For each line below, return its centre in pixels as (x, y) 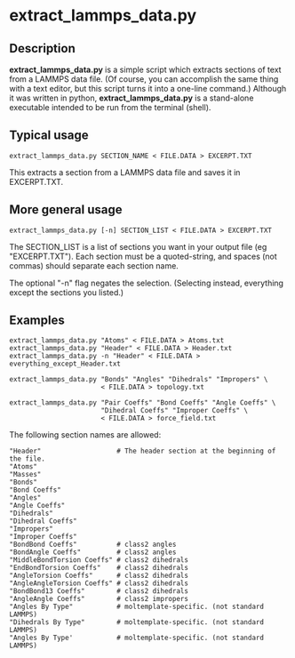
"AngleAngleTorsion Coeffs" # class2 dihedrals (99, 583)
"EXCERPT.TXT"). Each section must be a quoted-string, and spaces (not (143, 256)
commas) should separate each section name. (94, 265)
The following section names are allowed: (85, 435)
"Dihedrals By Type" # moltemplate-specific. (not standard (137, 622)
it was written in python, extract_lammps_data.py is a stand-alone (132, 98)
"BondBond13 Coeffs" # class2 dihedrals (99, 591)
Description (42, 48)
